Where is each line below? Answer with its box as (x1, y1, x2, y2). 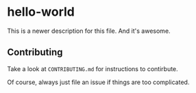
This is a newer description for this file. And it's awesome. (7, 27, 171, 35)
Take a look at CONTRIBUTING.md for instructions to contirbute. (7, 64, 178, 72)
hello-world (7, 4, 75, 20)
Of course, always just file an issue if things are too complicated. (7, 78, 190, 86)
